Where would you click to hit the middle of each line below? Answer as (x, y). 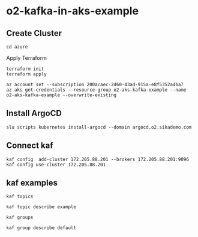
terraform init (25, 69)
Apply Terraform (26, 58)
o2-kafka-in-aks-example (73, 11)
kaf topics (20, 197)
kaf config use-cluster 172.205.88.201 (56, 165)
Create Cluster (34, 33)
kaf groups (20, 218)
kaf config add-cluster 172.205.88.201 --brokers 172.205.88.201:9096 (97, 159)
